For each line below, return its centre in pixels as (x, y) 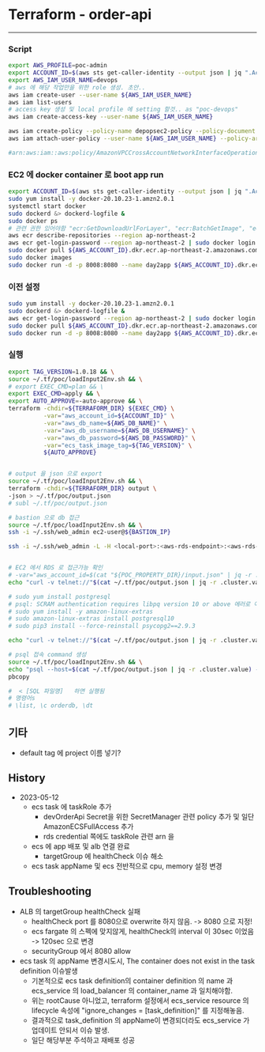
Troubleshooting (50, 891)
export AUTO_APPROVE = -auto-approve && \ (76, 401)
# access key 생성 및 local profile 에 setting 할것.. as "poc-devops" (123, 110)
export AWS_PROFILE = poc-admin (58, 66)
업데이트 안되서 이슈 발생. (71, 1030)
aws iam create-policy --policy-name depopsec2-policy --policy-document (132, 131)
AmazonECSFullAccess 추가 (88, 826)
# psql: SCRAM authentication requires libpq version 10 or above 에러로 (129, 604)
